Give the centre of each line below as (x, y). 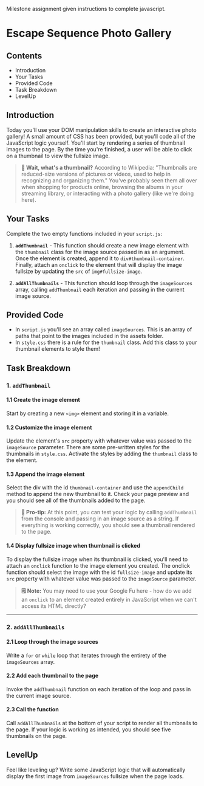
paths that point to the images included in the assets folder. (89, 336)
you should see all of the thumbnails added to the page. (76, 500)
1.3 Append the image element (46, 474)
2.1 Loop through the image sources (52, 642)
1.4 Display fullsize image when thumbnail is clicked (73, 545)
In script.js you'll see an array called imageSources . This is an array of (104, 329)
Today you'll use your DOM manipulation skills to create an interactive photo (101, 129)
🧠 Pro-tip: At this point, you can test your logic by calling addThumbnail (109, 512)
